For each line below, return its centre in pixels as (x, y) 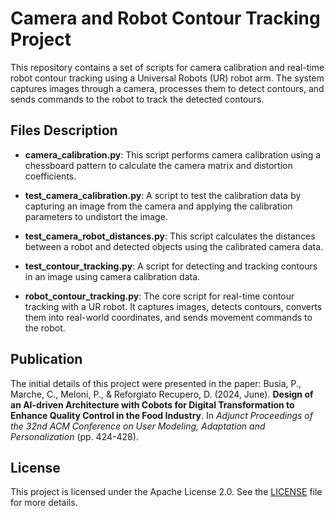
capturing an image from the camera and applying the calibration (158, 206)
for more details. (44, 503)
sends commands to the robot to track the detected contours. (137, 99)
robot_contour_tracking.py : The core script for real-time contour (159, 296)
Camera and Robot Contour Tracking (165, 18)
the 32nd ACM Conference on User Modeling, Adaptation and (138, 426)
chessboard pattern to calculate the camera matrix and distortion (158, 165)
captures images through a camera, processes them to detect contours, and (167, 88)
